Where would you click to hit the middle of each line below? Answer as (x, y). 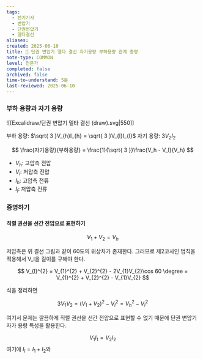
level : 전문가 (22, 63)
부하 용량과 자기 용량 (35, 108)
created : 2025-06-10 (33, 46)
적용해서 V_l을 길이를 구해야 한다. (46, 259)
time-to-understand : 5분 (37, 80)
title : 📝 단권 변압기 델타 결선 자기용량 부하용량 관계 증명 (72, 52)
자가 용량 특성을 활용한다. (37, 325)
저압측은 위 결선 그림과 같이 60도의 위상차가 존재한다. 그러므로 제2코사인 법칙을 (101, 251)
